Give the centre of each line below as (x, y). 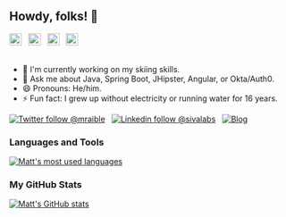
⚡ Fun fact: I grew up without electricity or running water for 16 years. (150, 98)
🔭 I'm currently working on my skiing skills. (101, 69)
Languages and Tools (57, 142)
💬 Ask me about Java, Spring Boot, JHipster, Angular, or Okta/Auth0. (148, 79)
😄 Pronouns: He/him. (62, 88)
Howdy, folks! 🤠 (54, 17)
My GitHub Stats (46, 185)
